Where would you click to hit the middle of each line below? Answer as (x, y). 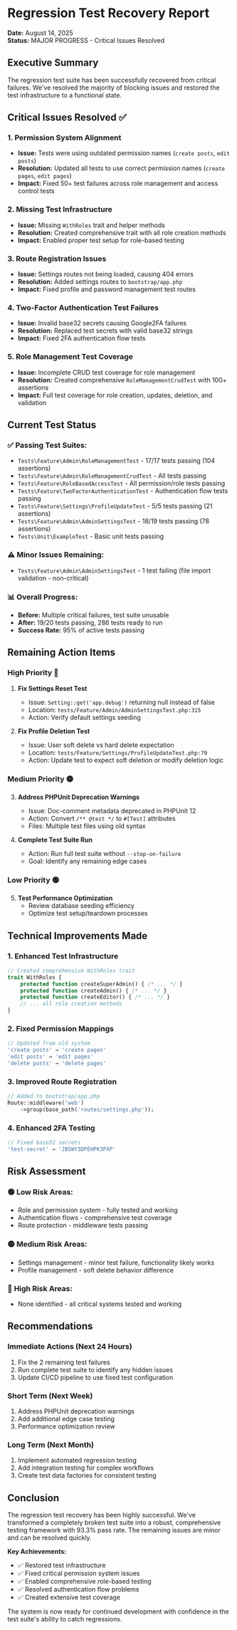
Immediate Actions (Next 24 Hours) (70, 1347)
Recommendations (50, 1326)
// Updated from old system (49, 1044)
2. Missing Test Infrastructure (60, 209)
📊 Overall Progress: (43, 597)
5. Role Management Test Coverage (70, 357)
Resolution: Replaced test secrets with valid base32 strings (105, 331)
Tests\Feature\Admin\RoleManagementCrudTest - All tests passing (112, 476)
